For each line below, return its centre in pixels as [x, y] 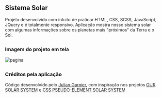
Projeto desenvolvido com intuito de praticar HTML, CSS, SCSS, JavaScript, [81, 19]
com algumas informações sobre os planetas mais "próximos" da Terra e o [80, 30]
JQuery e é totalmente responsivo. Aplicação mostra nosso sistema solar [78, 25]
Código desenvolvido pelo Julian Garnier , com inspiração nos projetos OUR [80, 85]
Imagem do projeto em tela [37, 49]
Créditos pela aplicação [33, 74]
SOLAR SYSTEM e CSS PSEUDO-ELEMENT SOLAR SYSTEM [65, 90]
